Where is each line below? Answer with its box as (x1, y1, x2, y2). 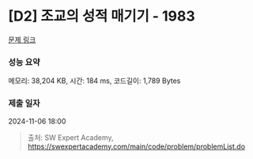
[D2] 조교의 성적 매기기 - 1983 (8, 7, 195, 25)
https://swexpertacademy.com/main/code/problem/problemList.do (27, 142, 246, 151)
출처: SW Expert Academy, (27, 132, 114, 142)
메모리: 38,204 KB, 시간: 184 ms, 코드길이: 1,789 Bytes (8, 76, 181, 85)
